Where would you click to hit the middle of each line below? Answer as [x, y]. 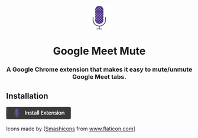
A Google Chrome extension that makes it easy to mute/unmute [99, 69]
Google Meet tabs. [99, 77]
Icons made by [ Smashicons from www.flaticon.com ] [71, 129]
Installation [27, 96]
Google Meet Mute [99, 51]
